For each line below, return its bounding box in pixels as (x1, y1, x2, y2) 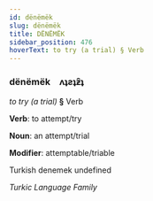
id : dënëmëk (9, 12, 53, 22)
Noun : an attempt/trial (9, 130, 90, 142)
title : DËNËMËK (9, 29, 65, 38)
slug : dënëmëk (9, 21, 62, 30)
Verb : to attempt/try (9, 113, 82, 124)
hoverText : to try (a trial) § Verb (9, 46, 144, 55)
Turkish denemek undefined (9, 165, 112, 175)
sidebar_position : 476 (9, 37, 93, 47)
